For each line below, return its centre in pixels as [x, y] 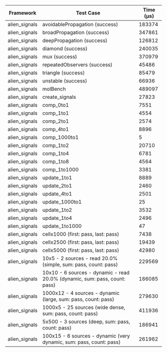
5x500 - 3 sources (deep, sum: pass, [86, 321]
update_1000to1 [62, 202]
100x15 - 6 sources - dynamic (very [86, 336]
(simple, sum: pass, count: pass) [80, 264]
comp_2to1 [55, 121]
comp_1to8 [55, 162]
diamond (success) [65, 48]
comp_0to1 [55, 105]
